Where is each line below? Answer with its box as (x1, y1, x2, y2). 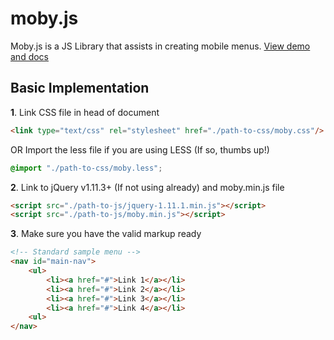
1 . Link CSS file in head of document (10, 106, 160, 118)
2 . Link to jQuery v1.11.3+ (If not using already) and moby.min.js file (10, 181, 285, 193)
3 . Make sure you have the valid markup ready (10, 228, 202, 240)
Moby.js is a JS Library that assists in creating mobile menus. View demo (10, 40, 311, 52)
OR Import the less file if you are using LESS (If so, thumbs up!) (10, 143, 270, 156)
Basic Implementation (10, 80, 150, 97)
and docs (10, 50, 49, 62)
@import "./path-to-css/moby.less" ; (10, 163, 163, 173)
